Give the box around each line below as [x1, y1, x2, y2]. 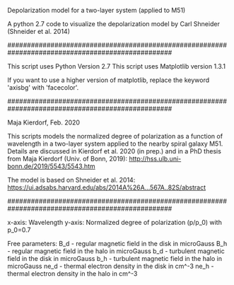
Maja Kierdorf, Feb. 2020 [7, 118, 80, 127]
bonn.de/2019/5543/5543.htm [7, 162, 95, 170]
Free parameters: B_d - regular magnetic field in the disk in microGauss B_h [7, 240, 228, 248]
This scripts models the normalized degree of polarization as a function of [7, 132, 223, 140]
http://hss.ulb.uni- [129, 155, 182, 163]
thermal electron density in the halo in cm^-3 [7, 269, 138, 278]
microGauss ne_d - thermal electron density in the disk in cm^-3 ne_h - [7, 262, 214, 270]
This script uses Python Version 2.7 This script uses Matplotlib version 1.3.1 [7, 62, 226, 70]
